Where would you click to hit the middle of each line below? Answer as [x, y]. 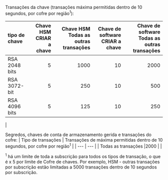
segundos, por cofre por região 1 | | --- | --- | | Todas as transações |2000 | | [83, 146]
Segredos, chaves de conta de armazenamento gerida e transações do [78, 135]
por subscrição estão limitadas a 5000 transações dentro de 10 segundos [81, 167]
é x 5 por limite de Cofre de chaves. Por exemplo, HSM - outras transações [82, 162]
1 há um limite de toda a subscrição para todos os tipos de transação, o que [83, 156]
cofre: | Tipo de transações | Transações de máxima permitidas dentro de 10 [84, 140]
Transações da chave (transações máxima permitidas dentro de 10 [74, 7]
